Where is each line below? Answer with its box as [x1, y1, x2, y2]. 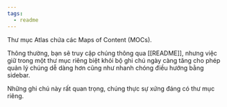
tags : [7, 10, 23, 17]
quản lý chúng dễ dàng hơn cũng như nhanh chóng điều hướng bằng [7, 64, 204, 72]
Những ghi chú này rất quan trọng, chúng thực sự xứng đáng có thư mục [7, 84, 215, 93]
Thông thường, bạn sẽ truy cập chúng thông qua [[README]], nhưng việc [7, 49, 217, 57]
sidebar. [7, 70, 31, 79]
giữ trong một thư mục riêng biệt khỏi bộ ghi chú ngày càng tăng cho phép [7, 56, 221, 64]
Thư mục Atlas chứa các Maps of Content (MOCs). [7, 35, 153, 43]
